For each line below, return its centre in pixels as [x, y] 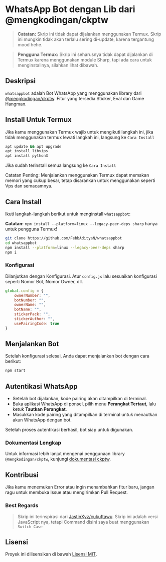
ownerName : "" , [30, 305]
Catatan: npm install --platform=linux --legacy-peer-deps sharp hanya [81, 224]
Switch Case [30, 527]
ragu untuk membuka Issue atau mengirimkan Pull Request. [66, 492]
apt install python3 [27, 156]
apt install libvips [27, 151]
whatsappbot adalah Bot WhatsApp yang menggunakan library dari [73, 93]
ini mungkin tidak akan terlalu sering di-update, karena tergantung [86, 39]
